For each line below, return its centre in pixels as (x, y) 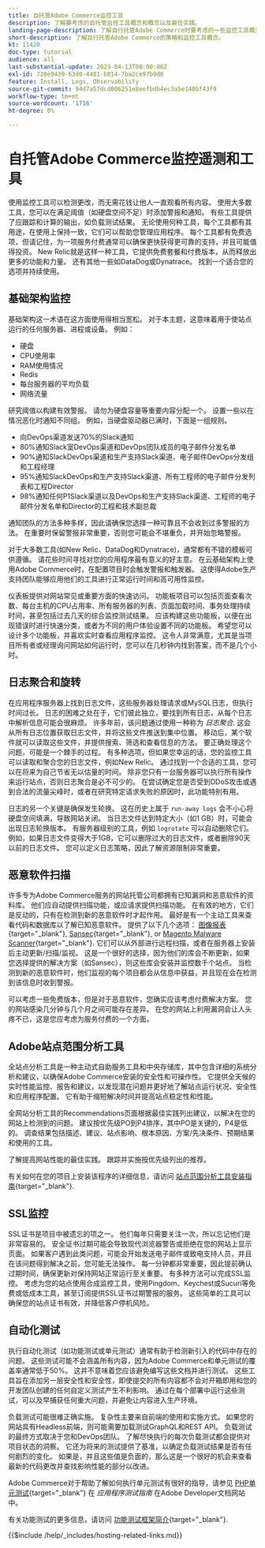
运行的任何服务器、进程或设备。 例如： (71, 329)
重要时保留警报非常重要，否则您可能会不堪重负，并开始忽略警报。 (138, 533)
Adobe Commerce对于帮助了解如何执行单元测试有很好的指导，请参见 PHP (129, 1483)
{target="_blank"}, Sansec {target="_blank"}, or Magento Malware (115, 934)
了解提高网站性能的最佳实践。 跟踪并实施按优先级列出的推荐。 (109, 1160)
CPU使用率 (37, 355)
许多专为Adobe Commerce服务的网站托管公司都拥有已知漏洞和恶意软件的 (127, 896)
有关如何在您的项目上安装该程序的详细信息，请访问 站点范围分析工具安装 (127, 1176)
